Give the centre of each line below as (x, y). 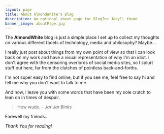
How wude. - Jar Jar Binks (45, 107)
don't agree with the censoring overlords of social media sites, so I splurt (79, 63)
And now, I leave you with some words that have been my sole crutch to (78, 92)
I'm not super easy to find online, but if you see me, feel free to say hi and (80, 77)
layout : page (18, 10)
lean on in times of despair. (33, 98)
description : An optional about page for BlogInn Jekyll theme (71, 19)
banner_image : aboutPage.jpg (35, 23)
